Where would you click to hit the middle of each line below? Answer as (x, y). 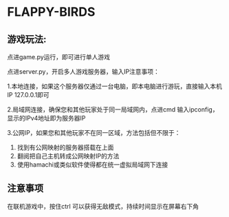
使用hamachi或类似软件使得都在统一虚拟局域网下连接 (92, 165)
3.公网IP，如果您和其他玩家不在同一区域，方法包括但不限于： (94, 133)
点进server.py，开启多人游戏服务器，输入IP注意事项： (84, 72)
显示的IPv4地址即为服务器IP (46, 118)
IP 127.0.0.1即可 (28, 95)
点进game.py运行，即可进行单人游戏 (59, 57)
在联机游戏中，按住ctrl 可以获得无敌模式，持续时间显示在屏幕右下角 (103, 206)
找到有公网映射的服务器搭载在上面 (65, 147)
